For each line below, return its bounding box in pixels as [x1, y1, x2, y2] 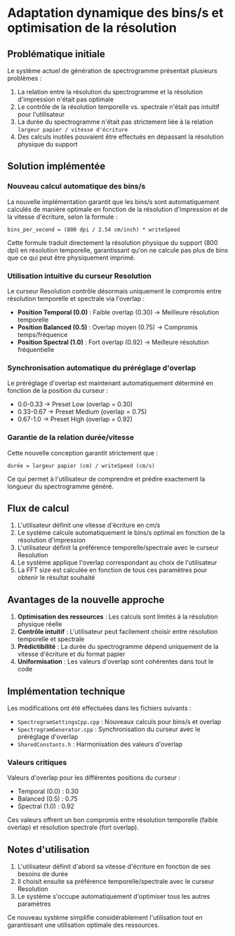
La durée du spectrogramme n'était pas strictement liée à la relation [17, 118, 214, 126]
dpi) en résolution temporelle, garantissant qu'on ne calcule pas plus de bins [7, 246, 229, 254]
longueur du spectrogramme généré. [7, 482, 114, 491]
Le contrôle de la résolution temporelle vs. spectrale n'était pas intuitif [17, 103, 220, 110]
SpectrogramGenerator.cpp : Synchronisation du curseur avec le [17, 725, 201, 733]
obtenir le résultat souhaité [17, 574, 95, 582]
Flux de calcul [7, 502, 69, 514]
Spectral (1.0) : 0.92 [17, 802, 75, 811]
